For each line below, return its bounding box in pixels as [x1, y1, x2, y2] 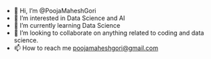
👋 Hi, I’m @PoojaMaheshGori [13, 7, 96, 15]
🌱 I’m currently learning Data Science [13, 22, 121, 29]
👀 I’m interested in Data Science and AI [13, 14, 126, 22]
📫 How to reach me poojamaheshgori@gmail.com [13, 44, 158, 52]
